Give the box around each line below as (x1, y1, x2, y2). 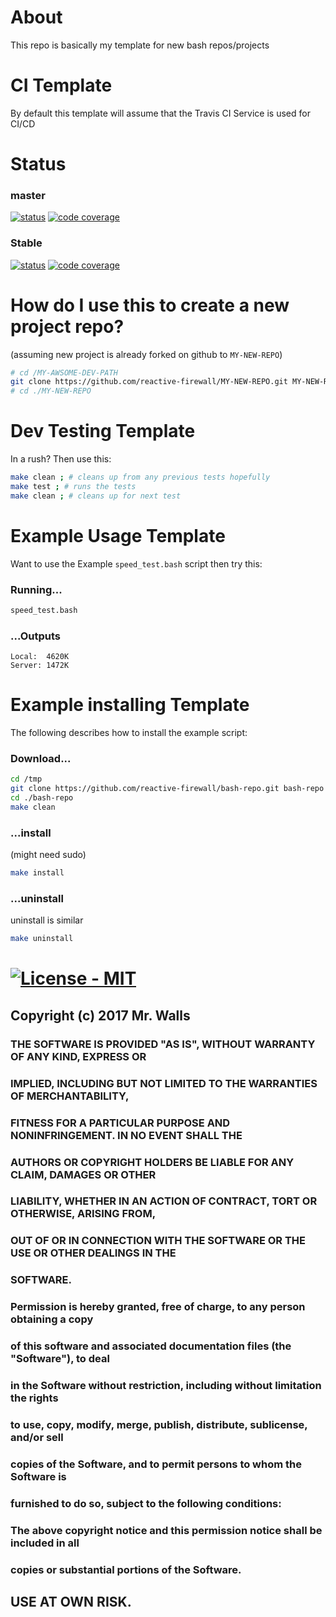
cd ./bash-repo (10, 793, 74, 803)
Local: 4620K (10, 652, 70, 662)
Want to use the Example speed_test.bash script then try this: (10, 557, 263, 570)
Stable (10, 236, 43, 250)
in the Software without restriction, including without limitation (10, 1379, 322, 1393)
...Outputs (10, 629, 61, 643)
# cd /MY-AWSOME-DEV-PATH (10, 367, 118, 378)
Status (10, 153, 67, 176)
